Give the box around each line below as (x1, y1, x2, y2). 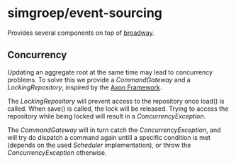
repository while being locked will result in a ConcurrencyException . (7, 111, 206, 120)
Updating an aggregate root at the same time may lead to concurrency (7, 67, 213, 76)
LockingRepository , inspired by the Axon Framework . (7, 83, 162, 92)
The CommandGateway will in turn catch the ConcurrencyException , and (7, 126, 221, 134)
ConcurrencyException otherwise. (7, 148, 107, 157)
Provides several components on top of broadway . (7, 28, 154, 37)
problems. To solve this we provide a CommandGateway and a (7, 75, 191, 84)
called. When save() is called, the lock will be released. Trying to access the (7, 104, 229, 113)
